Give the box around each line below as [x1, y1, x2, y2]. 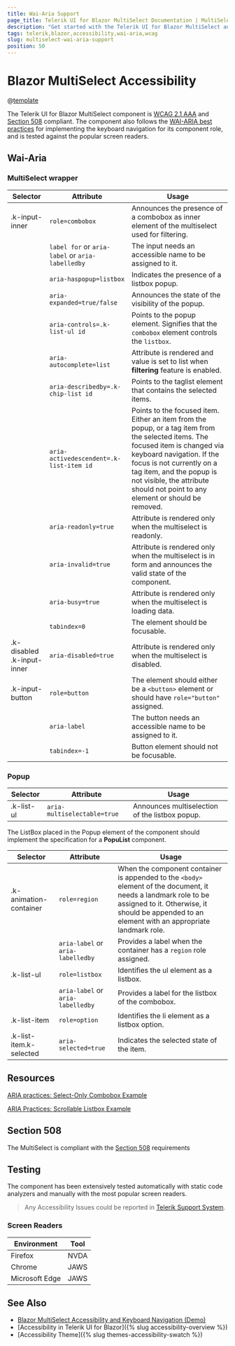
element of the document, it [117, 881, 208, 891]
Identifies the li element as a [117, 1011, 210, 1020]
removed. [131, 501, 163, 511]
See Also [7, 1297, 47, 1310]
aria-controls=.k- [49, 320, 111, 328]
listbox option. [117, 1020, 164, 1029]
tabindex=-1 [49, 747, 90, 755]
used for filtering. [131, 229, 188, 239]
